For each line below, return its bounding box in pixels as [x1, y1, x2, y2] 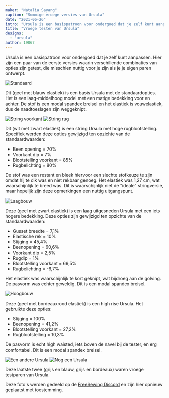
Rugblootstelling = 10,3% [12, 331, 64, 337]
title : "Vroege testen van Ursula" [5, 26, 80, 31]
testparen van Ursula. [5, 372, 50, 378]
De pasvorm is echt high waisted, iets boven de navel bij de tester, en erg [5, 341, 157, 347]
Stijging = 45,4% [12, 238, 48, 245]
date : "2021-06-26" [5, 17, 46, 22]
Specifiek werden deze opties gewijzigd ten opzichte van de [5, 131, 130, 137]
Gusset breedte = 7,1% [12, 228, 59, 234]
